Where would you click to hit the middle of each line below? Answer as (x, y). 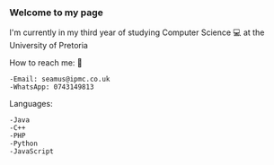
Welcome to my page (56, 13)
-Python (24, 144)
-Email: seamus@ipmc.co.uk (60, 79)
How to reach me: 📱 (46, 63)
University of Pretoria (49, 46)
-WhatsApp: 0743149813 (52, 87)
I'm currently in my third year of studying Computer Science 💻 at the (137, 32)
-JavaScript (31, 152)
